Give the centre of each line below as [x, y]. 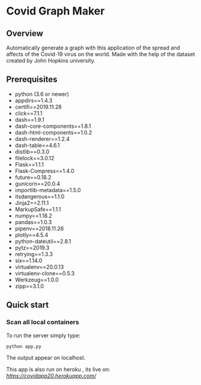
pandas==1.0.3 [33, 222]
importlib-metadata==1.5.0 [48, 190]
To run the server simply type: [43, 335]
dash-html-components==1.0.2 [53, 132]
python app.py [24, 346]
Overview [25, 33]
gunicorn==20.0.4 [37, 183]
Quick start [28, 305]
